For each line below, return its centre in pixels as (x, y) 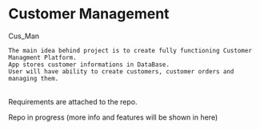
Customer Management (89, 14)
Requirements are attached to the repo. (73, 101)
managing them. (34, 78)
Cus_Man (24, 36)
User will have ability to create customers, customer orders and (121, 71)
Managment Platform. (43, 57)
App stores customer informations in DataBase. (89, 65)
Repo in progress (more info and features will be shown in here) (113, 117)
